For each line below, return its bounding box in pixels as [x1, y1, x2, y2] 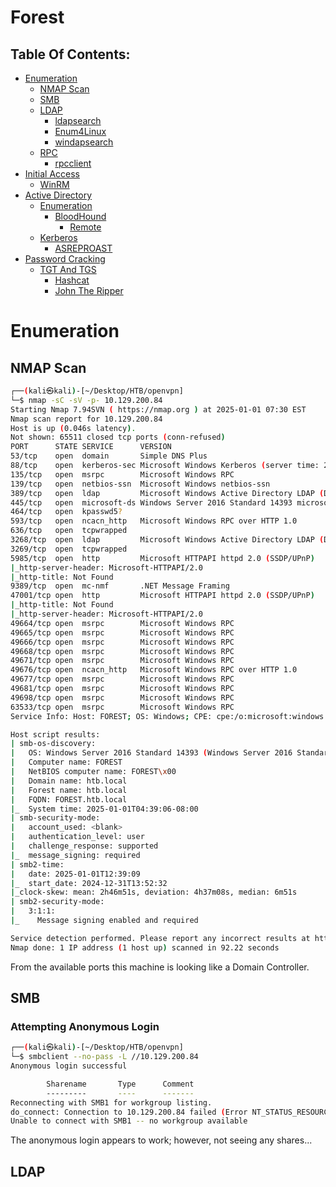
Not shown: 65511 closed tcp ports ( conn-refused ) [10, 432, 226, 443]
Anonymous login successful [10, 1061, 128, 1071]
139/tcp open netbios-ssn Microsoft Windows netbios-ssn [10, 479, 271, 489]
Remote [69, 221, 102, 233]
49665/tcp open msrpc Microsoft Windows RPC [10, 627, 235, 638]
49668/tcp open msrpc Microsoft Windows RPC [10, 646, 235, 656]
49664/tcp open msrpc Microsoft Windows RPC [10, 618, 235, 628]
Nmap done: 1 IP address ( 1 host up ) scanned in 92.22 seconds [10, 942, 280, 953]
